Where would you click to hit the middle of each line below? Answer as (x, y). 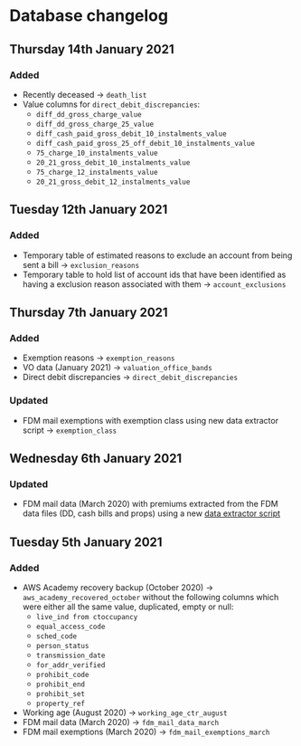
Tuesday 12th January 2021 (89, 210)
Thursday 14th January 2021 (92, 49)
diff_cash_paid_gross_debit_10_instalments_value (132, 134)
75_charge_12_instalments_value (97, 172)
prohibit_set (61, 693)
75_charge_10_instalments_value (97, 153)
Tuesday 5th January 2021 (86, 542)
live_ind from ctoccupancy (87, 617)
